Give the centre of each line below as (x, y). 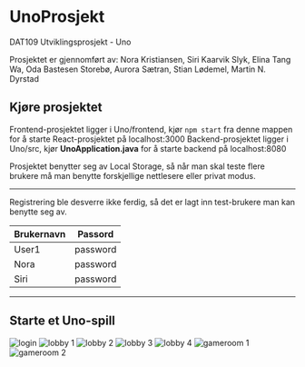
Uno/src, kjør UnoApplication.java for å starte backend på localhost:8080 (148, 148)
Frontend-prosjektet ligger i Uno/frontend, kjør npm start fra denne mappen (151, 129)
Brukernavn (40, 233)
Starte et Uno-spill (63, 321)
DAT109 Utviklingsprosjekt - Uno (70, 42)
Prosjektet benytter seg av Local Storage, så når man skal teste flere (137, 166)
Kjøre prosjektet (56, 108)
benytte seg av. (39, 212)
